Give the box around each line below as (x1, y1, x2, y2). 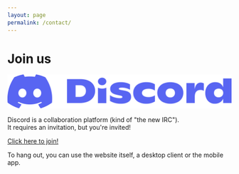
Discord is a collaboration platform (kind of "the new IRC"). (7, 116, 180, 124)
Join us (7, 51, 52, 67)
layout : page (7, 11, 46, 19)
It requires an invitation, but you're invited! (7, 123, 132, 132)
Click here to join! (7, 137, 59, 145)
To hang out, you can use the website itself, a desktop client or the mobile (7, 150, 224, 160)
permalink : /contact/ (7, 19, 72, 26)
